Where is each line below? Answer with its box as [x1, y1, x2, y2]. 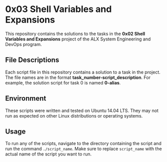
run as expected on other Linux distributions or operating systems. [5, 112, 143, 118]
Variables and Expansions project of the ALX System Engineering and [5, 36, 151, 42]
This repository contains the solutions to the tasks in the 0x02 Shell [5, 30, 145, 36]
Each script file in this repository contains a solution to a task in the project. [5, 69, 160, 75]
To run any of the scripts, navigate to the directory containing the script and [5, 140, 161, 146]
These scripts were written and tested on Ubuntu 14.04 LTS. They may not [5, 107, 159, 113]
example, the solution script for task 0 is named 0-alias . [5, 79, 121, 85]
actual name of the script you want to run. [5, 151, 92, 157]
